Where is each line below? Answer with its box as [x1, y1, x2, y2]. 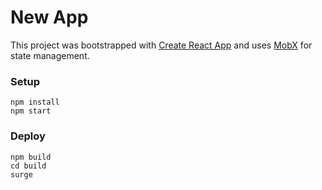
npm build [10, 152, 52, 162]
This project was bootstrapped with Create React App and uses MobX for [10, 39, 313, 51]
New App [10, 6, 89, 29]
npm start [10, 106, 52, 116]
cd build [10, 161, 47, 171]
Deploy [10, 129, 46, 143]
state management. [10, 49, 90, 61]
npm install [10, 97, 60, 108]
